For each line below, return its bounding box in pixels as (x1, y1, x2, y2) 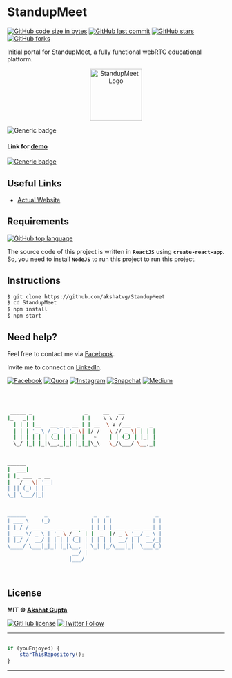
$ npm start (7, 312, 41, 320)
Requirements (7, 215, 69, 228)
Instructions (7, 275, 61, 287)
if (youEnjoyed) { (7, 645, 60, 652)
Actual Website (17, 195, 61, 204)
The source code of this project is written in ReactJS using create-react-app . (7, 247, 225, 255)
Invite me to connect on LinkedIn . (7, 363, 102, 371)
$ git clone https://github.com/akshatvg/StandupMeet (7, 293, 166, 300)
